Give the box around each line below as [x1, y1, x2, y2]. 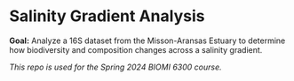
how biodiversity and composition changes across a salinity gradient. [9, 44, 263, 55]
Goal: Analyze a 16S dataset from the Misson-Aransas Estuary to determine [9, 35, 286, 46]
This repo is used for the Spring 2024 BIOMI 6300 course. [9, 62, 222, 72]
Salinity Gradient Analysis [9, 6, 205, 26]
